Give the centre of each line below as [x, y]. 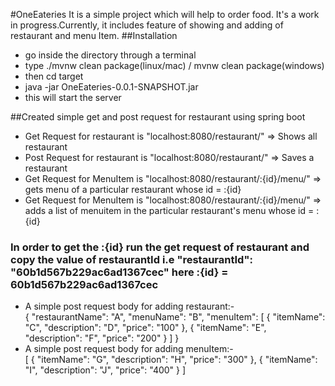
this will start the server [73, 97]
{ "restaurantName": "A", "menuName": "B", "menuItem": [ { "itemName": [175, 317]
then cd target [54, 76]
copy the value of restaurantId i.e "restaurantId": [131, 259]
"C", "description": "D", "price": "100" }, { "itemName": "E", [145, 328]
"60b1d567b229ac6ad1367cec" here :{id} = [119, 272]
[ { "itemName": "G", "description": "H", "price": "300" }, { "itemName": [171, 360]
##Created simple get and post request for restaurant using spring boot [158, 117]
